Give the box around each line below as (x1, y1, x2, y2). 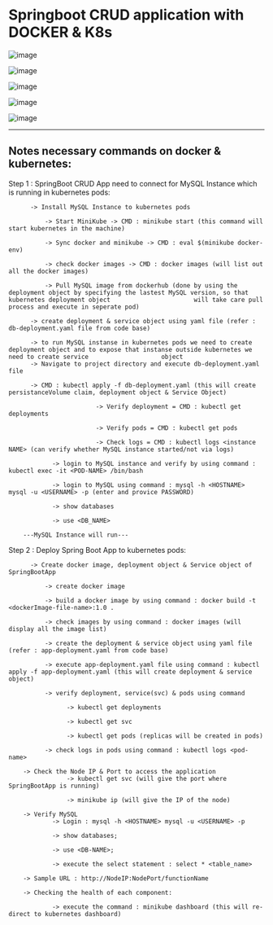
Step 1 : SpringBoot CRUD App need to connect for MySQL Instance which (8, 178, 258, 188)
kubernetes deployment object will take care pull (8, 296, 264, 304)
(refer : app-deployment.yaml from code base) (8, 646, 169, 655)
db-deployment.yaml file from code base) (8, 324, 151, 332)
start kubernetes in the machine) (8, 224, 126, 233)
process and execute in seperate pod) (8, 303, 140, 311)
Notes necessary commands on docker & (8, 144, 222, 158)
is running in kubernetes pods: (8, 187, 111, 197)
